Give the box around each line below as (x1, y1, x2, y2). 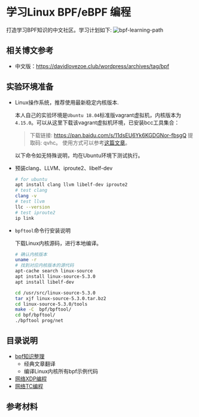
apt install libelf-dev (14, 279, 75, 285)
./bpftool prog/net (14, 318, 64, 324)
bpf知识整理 (14, 352, 45, 360)
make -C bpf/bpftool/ (14, 306, 72, 312)
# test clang (14, 188, 48, 194)
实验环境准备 (6, 82, 54, 92)
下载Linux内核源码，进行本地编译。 (14, 240, 102, 247)
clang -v (14, 193, 37, 199)
